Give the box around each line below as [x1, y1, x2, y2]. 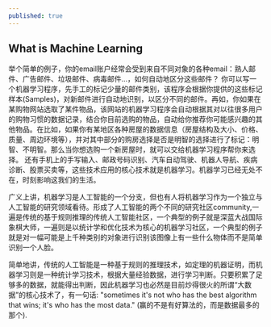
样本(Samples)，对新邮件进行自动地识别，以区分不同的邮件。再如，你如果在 [8, 94, 261, 104]
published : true [8, 11, 63, 20]
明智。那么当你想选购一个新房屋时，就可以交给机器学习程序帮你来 [29, 145, 248, 154]
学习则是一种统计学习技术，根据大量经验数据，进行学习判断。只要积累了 [15, 270, 256, 279]
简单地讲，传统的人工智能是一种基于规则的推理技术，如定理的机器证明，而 [8, 260, 256, 270]
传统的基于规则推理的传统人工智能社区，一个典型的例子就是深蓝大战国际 [22, 212, 263, 222]
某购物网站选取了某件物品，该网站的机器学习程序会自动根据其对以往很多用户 [8, 104, 263, 114]
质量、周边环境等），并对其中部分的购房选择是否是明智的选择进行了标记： [8, 135, 252, 145]
